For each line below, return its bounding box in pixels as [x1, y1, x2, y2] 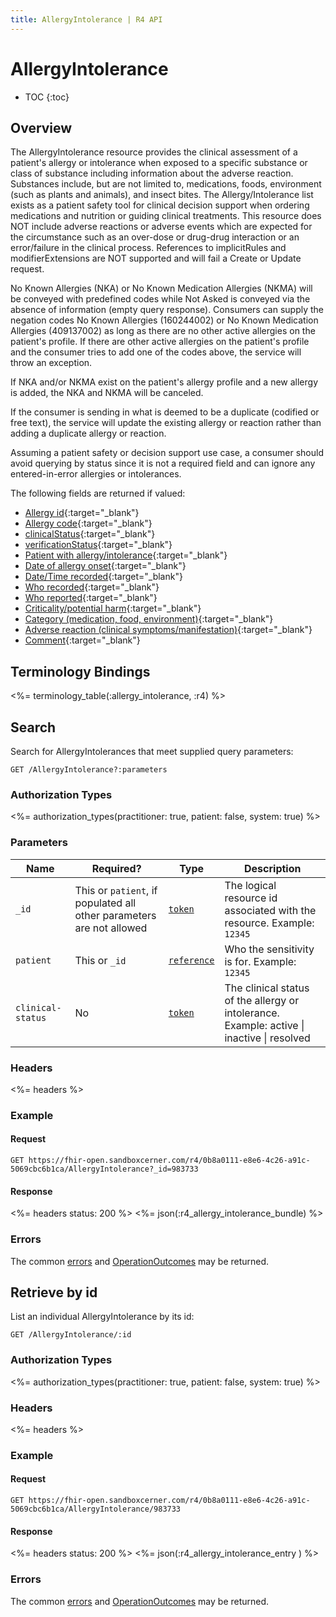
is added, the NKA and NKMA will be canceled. [10, 387, 204, 399]
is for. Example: [224, 954, 297, 968]
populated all [74, 896, 137, 910]
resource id [224, 891, 278, 905]
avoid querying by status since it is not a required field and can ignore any [10, 457, 316, 470]
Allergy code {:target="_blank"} [24, 517, 153, 530]
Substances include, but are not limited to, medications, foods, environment [10, 178, 322, 190]
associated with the [224, 903, 317, 917]
